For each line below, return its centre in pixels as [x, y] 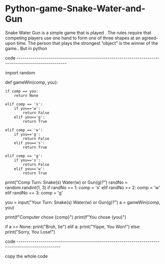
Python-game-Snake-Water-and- [75, 9]
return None [26, 96]
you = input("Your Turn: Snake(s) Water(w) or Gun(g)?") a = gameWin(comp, [83, 202]
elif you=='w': [30, 169]
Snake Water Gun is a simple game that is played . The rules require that [78, 33]
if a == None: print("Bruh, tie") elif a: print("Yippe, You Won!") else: [73, 227]
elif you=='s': [30, 143]
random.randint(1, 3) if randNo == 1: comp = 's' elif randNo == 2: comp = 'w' [83, 187]
